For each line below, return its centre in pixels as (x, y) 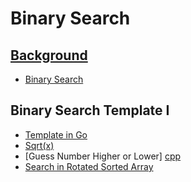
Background (49, 55)
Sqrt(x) (39, 145)
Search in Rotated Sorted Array (89, 166)
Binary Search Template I (90, 110)
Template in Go (56, 134)
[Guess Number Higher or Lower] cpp (103, 156)
